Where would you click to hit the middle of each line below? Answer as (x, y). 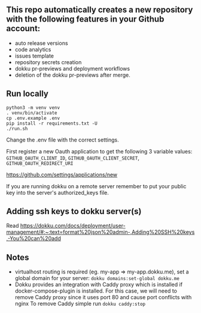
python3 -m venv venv (33, 107)
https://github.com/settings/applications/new (62, 174)
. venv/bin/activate (32, 113)
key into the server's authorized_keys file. (57, 192)
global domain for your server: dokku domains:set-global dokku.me (97, 278)
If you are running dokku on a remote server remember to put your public (96, 186)
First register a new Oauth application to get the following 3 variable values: (99, 151)
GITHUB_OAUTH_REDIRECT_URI (40, 163)
